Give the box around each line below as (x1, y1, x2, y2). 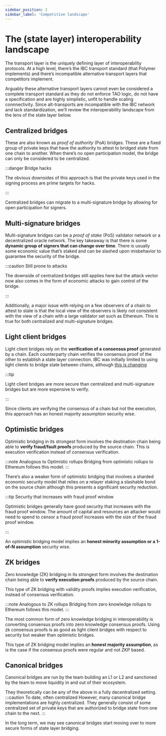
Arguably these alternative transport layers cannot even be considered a (5, 85, 153, 92)
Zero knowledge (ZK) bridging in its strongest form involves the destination (5, 571, 159, 577)
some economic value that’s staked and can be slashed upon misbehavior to (5, 248, 161, 254)
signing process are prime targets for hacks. (5, 180, 96, 186)
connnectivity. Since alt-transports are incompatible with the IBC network (5, 101, 155, 107)
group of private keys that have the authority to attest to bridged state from (5, 145, 159, 151)
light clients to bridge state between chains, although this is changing (5, 361, 147, 368)
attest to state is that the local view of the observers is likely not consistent (5, 308, 158, 314)
